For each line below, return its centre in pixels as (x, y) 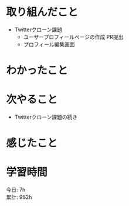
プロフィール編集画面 (49, 44)
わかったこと (37, 71)
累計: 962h (19, 197)
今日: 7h (16, 190)
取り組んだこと (42, 12)
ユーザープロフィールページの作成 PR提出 (73, 37)
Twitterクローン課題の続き (46, 117)
